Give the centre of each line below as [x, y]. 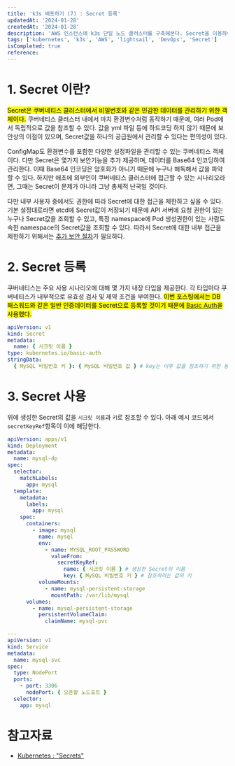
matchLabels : [39, 478]
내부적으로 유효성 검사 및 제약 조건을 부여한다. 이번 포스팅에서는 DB [129, 296]
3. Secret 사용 [47, 397]
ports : [23, 679]
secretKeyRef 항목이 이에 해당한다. [54, 426]
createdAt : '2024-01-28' [43, 27]
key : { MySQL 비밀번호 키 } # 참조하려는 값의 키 [128, 576]
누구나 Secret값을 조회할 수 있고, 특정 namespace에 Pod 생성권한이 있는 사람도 [116, 218]
